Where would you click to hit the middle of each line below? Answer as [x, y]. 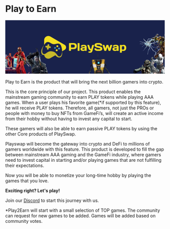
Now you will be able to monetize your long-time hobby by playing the [78, 175]
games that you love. [27, 181]
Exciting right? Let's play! [33, 190]
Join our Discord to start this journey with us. [52, 200]
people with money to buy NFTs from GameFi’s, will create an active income [84, 113]
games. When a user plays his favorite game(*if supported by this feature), [83, 102]
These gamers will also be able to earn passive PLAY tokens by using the [81, 128]
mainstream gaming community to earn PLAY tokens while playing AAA [79, 97]
